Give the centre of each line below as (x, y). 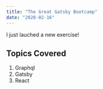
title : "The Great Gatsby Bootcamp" (52, 12)
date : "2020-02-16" (31, 17)
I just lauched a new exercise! (43, 34)
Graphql (25, 68)
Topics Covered (36, 53)
